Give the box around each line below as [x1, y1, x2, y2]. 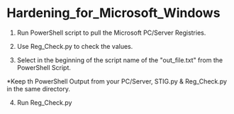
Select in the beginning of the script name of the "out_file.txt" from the [16, 55, 223, 64]
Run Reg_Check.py [16, 98, 72, 107]
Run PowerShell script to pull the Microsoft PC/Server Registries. [16, 28, 206, 37]
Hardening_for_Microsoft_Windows [6, 5, 221, 21]
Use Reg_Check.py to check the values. [16, 42, 133, 50]
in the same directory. [6, 84, 70, 93]
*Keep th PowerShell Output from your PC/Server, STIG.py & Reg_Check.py [6, 76, 228, 86]
